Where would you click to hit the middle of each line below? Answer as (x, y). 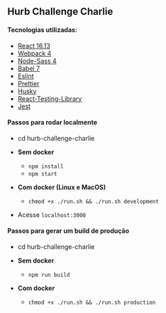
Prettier (28, 83)
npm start (43, 174)
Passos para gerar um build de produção (68, 231)
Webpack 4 (34, 53)
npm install (46, 166)
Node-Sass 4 (37, 60)
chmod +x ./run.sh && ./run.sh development (94, 201)
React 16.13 (34, 46)
